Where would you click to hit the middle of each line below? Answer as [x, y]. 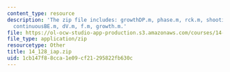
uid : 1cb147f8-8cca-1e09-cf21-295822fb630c [70, 58]
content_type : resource [41, 13]
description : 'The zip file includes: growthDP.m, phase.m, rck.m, [105, 20]
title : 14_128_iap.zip [39, 52]
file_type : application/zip [47, 39]
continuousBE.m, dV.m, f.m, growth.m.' [70, 26]
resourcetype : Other [37, 45]
